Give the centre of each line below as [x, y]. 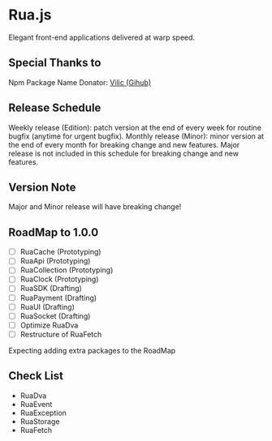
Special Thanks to [55, 63]
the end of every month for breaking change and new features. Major [124, 144]
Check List [36, 376]
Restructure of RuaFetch [61, 334]
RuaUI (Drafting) [47, 306]
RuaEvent [36, 404]
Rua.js [30, 15]
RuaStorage [40, 421]
